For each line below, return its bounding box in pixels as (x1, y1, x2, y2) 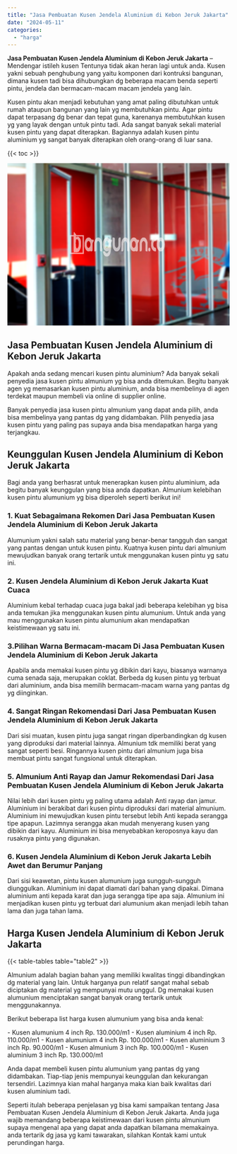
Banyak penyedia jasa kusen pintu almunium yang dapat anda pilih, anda (7, 405, 219, 414)
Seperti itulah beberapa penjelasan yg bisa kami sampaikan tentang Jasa (7, 1101, 220, 1109)
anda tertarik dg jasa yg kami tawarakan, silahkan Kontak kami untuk (7, 1131, 207, 1139)
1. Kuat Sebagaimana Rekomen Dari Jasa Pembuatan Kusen (7, 511, 215, 521)
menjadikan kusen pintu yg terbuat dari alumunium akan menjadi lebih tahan (7, 899, 229, 908)
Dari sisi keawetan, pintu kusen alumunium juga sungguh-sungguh (7, 877, 201, 885)
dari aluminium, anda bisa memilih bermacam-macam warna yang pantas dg (7, 681, 230, 690)
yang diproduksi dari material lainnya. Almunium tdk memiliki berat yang (7, 739, 217, 747)
